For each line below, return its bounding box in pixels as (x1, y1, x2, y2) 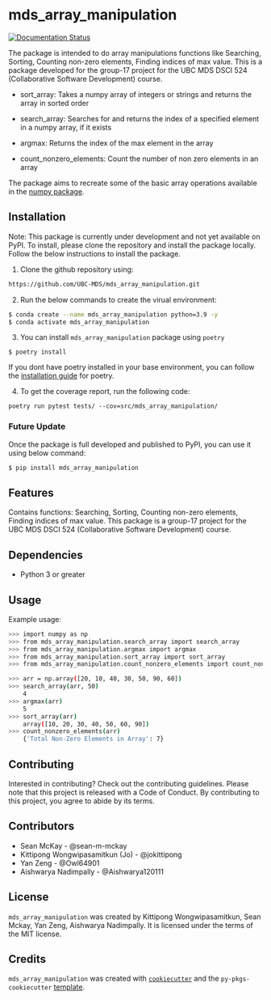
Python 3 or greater (19, 570, 86, 579)
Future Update (8, 421, 66, 432)
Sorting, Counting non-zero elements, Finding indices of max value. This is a (8, 57, 263, 66)
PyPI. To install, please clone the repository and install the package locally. (8, 240, 256, 250)
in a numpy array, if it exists (19, 122, 112, 132)
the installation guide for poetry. (8, 371, 115, 381)
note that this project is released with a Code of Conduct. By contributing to (8, 787, 260, 798)
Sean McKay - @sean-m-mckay (19, 841, 127, 850)
